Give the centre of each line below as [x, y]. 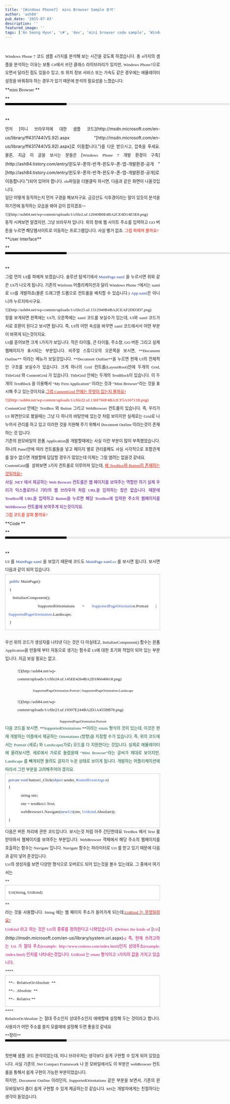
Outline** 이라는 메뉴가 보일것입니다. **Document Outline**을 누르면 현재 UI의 [76, 359]
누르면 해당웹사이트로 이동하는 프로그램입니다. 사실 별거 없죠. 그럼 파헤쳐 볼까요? [86, 230]
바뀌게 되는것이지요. [28, 334]
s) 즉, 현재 [133, 938]
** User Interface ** [23, 239]
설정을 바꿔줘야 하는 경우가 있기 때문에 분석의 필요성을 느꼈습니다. [64, 81]
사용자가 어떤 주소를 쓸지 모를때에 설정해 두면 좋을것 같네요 [58, 1027]
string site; [29, 795]
